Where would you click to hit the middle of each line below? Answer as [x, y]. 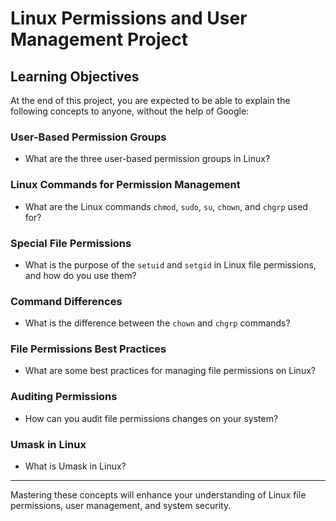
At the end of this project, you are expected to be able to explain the [150, 100]
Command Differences [66, 301]
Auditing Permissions [64, 397]
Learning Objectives [75, 76]
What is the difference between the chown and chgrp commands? [157, 323]
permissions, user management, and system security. [121, 506]
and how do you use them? [80, 275]
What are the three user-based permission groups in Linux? [147, 159]
